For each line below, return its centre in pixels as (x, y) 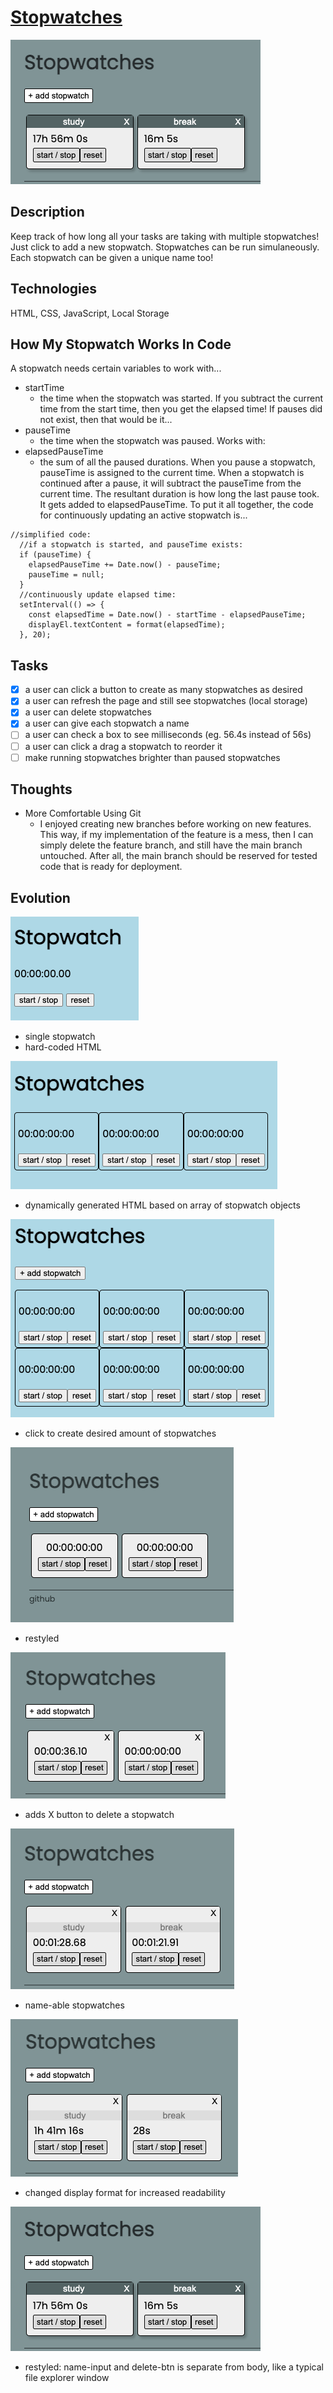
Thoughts (41, 789)
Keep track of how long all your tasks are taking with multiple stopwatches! (165, 236)
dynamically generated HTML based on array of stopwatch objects (162, 1205)
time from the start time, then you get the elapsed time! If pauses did (181, 409)
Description (47, 212)
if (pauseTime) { (55, 555)
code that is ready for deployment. (111, 867)
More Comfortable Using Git (83, 813)
